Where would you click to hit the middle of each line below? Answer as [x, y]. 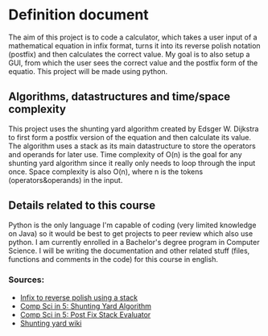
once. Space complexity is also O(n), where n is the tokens [106, 172]
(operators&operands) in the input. [66, 180]
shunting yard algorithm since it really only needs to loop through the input [132, 163]
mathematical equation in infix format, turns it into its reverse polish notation [134, 45]
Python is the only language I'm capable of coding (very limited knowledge [132, 225]
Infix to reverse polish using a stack [79, 297]
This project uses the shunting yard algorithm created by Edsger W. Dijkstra [134, 129]
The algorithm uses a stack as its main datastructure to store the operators [132, 146]
